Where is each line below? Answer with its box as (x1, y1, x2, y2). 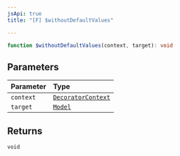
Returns (7, 125, 43, 136)
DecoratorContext (52, 93, 110, 102)
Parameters (7, 61, 59, 73)
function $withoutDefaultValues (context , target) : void (7, 42, 173, 49)
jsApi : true (7, 10, 42, 17)
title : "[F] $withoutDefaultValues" (7, 17, 114, 24)
